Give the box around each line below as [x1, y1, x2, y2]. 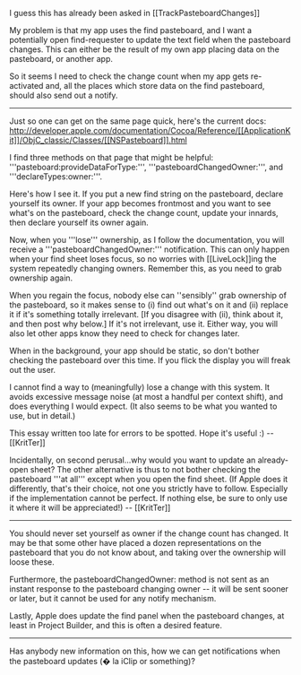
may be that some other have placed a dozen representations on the [9, 538, 262, 548]
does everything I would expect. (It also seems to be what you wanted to [9, 401, 278, 411]
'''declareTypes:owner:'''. [9, 171, 103, 182]
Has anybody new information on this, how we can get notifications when [9, 645, 280, 656]
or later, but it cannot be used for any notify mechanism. [9, 593, 217, 603]
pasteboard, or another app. [9, 54, 114, 64]
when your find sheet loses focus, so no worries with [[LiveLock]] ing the [9, 254, 277, 264]
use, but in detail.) [9, 411, 76, 420]
